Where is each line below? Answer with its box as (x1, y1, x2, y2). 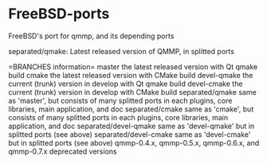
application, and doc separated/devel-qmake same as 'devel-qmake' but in (8, 121, 255, 131)
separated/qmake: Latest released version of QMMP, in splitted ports (8, 46, 235, 56)
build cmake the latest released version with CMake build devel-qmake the (8, 70, 253, 80)
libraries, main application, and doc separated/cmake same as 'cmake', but (8, 104, 254, 114)
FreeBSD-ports (8, 5, 110, 23)
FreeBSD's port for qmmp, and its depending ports (8, 31, 175, 41)
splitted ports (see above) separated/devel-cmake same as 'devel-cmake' (8, 129, 251, 139)
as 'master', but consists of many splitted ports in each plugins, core (8, 96, 233, 105)
